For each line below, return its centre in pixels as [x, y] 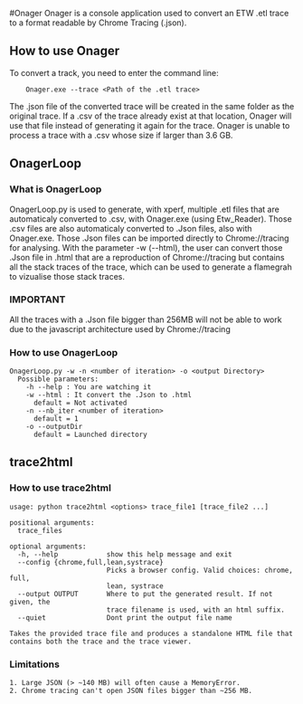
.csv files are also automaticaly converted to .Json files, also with [131, 228]
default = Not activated [80, 403]
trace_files [40, 530]
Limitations [35, 664]
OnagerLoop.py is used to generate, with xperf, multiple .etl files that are [145, 209]
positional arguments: [52, 523]
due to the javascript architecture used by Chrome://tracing [120, 328]
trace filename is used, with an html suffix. [195, 610]
